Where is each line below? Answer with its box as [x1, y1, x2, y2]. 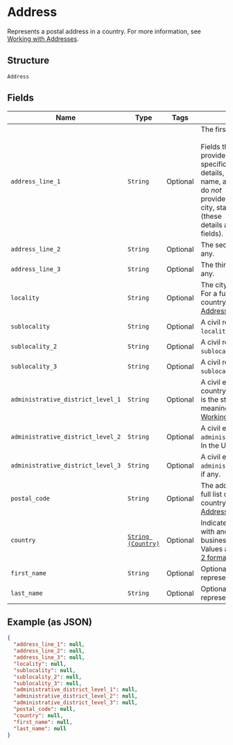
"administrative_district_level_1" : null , [13, 686, 138, 694]
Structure [7, 55, 50, 67]
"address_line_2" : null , [13, 648, 85, 655]
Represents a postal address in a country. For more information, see [7, 27, 201, 35]
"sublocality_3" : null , [13, 680, 82, 687]
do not [200, 185, 222, 195]
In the [200, 441, 220, 450]
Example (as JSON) [7, 616, 92, 628]
